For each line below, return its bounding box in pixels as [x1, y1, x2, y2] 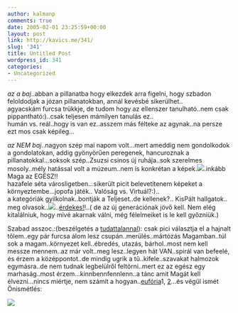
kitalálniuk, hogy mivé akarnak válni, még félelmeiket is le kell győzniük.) [7, 210, 219, 219]
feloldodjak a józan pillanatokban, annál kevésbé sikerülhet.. [7, 97, 183, 105]
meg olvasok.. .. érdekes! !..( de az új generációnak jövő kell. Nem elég [7, 203, 216, 212]
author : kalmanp [7, 10, 55, 18]
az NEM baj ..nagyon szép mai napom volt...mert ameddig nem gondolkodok [7, 141, 230, 149]
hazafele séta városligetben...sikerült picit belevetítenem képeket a [7, 179, 202, 188]
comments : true [7, 17, 53, 24]
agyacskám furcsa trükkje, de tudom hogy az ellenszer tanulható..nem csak [7, 104, 229, 113]
